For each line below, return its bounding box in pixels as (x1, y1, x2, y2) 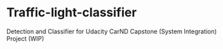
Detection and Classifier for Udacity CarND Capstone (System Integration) (6, 27, 217, 35)
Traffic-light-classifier (6, 5, 137, 20)
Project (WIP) (6, 34, 45, 42)
